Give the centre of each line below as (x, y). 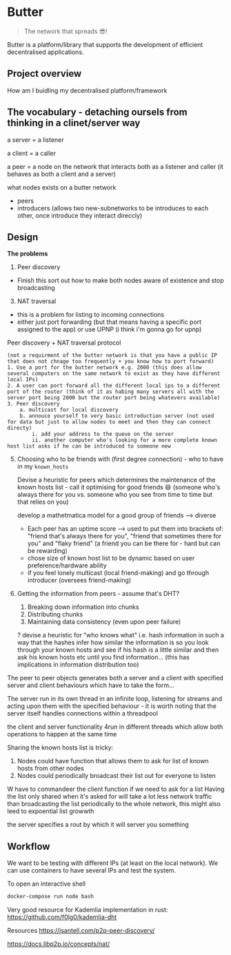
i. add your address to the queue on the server (103, 434)
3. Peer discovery (33, 404)
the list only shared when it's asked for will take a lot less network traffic (110, 797)
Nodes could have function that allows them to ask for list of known (113, 761)
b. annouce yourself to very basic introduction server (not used (117, 416)
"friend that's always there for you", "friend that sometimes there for (124, 536)
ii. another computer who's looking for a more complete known (124, 440)
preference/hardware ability (67, 565)
